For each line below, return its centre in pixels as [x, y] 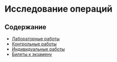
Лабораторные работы [35, 39]
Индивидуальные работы [38, 49]
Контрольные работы [34, 44]
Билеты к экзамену [32, 54]
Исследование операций [58, 9]
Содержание [26, 27]
